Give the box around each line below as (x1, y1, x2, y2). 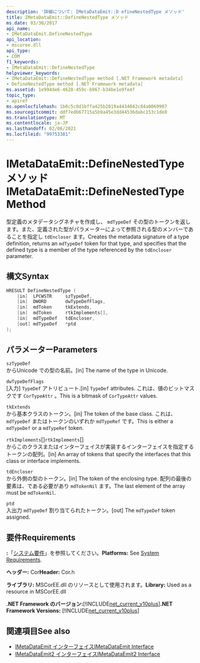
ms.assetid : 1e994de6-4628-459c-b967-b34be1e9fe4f (6, 87, 135, 93)
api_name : (6, 25, 31, 32)
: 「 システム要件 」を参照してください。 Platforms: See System (6, 549, 160, 557)
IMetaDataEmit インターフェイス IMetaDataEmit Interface (14, 643, 154, 650)
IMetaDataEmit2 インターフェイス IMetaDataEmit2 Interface (14, 650, 160, 658)
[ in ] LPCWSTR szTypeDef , (17, 293, 93, 299)
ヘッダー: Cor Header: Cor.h (6, 568, 75, 576)
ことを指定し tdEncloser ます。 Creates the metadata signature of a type (11, 233, 190, 240)
